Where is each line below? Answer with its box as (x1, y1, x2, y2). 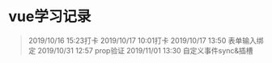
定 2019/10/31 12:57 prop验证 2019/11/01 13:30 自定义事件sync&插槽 (28, 45, 253, 55)
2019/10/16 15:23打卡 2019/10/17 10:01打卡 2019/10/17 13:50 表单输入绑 (28, 36, 264, 45)
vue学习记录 (8, 7, 91, 26)
